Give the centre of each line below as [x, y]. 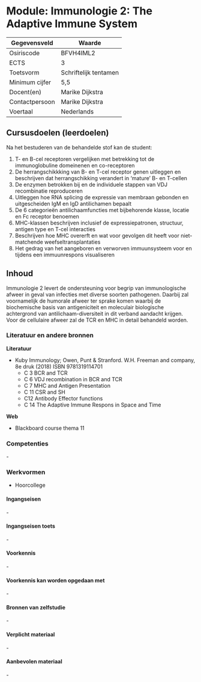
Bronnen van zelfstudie [36, 607]
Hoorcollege [30, 485]
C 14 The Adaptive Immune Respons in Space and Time [92, 405]
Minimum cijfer [30, 82]
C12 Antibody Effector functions [63, 398]
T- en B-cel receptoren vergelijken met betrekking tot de [85, 159]
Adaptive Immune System [72, 24]
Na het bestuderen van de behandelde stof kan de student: [79, 147]
